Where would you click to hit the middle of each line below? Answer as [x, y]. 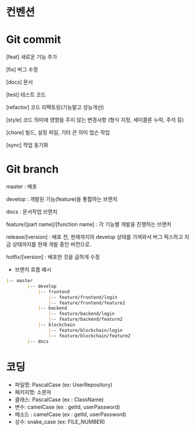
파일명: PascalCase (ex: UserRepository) [64, 384]
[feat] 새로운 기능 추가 [32, 57]
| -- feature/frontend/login [83, 297]
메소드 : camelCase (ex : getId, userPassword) [70, 414]
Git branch [32, 169]
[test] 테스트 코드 [26, 95]
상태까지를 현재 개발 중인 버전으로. [52, 244]
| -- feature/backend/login [82, 314]
